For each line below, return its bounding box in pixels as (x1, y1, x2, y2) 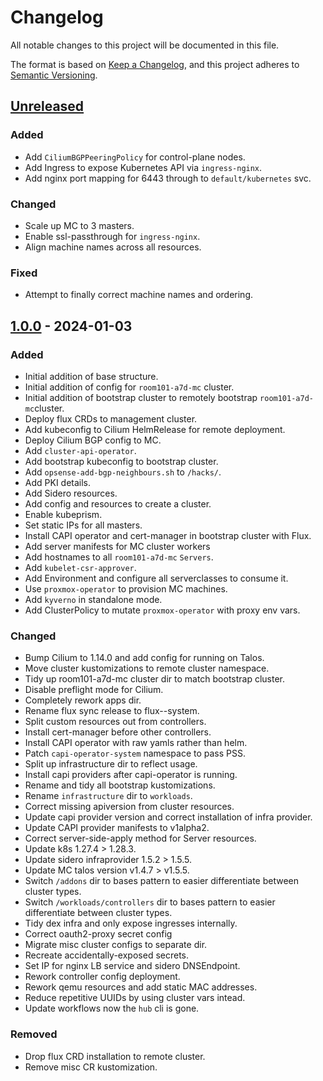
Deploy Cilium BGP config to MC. (24, 434, 162, 446)
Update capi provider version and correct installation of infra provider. (24, 811, 313, 823)
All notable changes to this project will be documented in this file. (10, 39, 280, 51)
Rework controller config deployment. (24, 971, 181, 983)
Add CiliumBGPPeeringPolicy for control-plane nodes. (24, 151, 246, 163)
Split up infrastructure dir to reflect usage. (24, 758, 198, 770)
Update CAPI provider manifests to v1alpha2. (24, 822, 210, 834)
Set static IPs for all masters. (24, 519, 143, 531)
